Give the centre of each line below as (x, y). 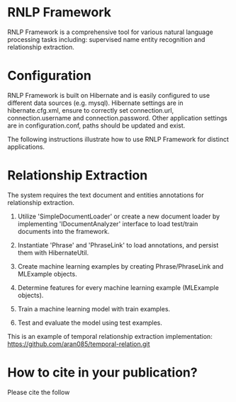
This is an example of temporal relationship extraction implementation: (110, 336)
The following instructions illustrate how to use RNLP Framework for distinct (118, 139)
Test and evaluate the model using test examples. (90, 323)
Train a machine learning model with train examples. (94, 308)
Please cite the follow (39, 392)
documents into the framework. (63, 231)
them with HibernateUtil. (53, 252)
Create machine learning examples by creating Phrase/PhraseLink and (120, 266)
